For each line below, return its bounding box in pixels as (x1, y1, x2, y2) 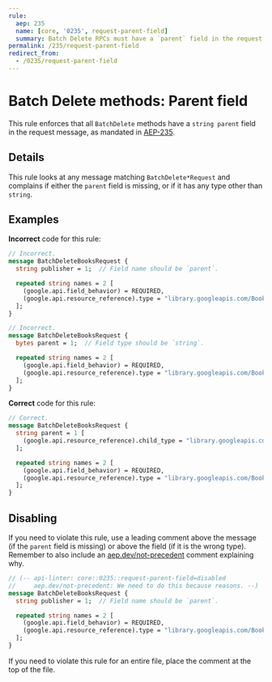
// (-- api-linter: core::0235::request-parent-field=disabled (8, 574, 227, 582)
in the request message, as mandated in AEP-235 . (8, 127, 176, 137)
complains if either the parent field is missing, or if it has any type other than (8, 180, 263, 190)
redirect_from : (8, 49, 60, 57)
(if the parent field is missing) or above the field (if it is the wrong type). (8, 541, 247, 551)
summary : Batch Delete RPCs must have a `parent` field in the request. (15, 34, 266, 43)
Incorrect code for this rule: (8, 234, 101, 244)
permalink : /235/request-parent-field (8, 42, 139, 50)
